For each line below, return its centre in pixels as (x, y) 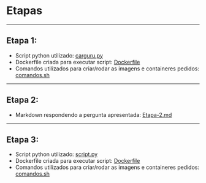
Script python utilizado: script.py (56, 154)
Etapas (25, 11)
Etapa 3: (22, 139)
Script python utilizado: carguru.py (59, 55)
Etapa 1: (22, 41)
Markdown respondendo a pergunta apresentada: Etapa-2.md (93, 114)
